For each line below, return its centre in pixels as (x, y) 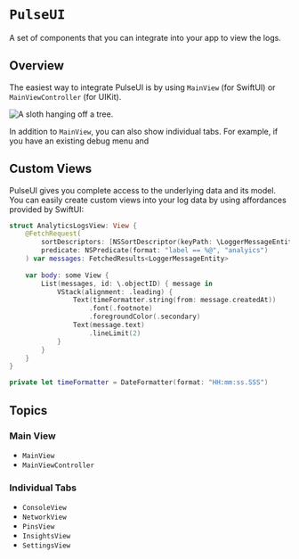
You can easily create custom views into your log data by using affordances (148, 200)
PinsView (38, 527)
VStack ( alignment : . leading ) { (115, 292)
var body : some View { (67, 275)
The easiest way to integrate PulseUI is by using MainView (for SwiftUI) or (142, 87)
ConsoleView (44, 508)
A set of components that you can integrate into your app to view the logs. (145, 37)
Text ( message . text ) (109, 325)
